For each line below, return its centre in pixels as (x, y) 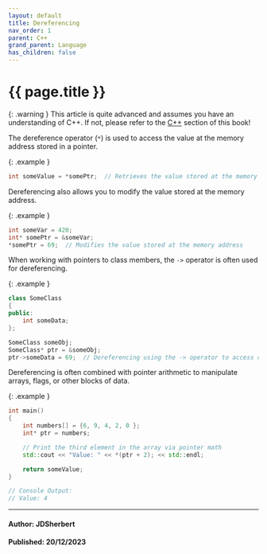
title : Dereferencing (44, 23)
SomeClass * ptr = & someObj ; (55, 350)
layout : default (35, 16)
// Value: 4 (28, 498)
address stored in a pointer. (53, 146)
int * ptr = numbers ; (56, 433)
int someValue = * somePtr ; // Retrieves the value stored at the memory (133, 176)
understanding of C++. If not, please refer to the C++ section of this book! (130, 122)
